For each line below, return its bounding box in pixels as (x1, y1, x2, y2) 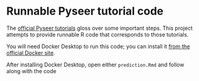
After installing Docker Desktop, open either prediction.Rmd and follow (6, 61, 185, 68)
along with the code (6, 67, 57, 74)
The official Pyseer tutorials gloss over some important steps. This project (6, 24, 193, 32)
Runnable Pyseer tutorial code (6, 4, 163, 18)
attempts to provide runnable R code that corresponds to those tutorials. (6, 30, 189, 38)
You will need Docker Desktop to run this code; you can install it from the (6, 43, 190, 50)
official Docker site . (6, 49, 55, 56)
